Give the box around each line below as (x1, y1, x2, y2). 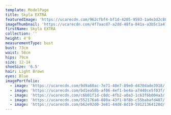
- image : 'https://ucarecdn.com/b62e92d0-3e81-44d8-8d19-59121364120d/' (10, 102, 167, 107)
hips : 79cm (5, 54, 28, 60)
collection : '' (5, 31, 38, 36)
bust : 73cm (5, 45, 28, 50)
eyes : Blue (5, 74, 28, 79)
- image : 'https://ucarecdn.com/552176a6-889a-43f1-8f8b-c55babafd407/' (10, 97, 167, 102)
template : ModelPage (5, 7, 49, 13)
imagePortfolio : (5, 78, 40, 83)
